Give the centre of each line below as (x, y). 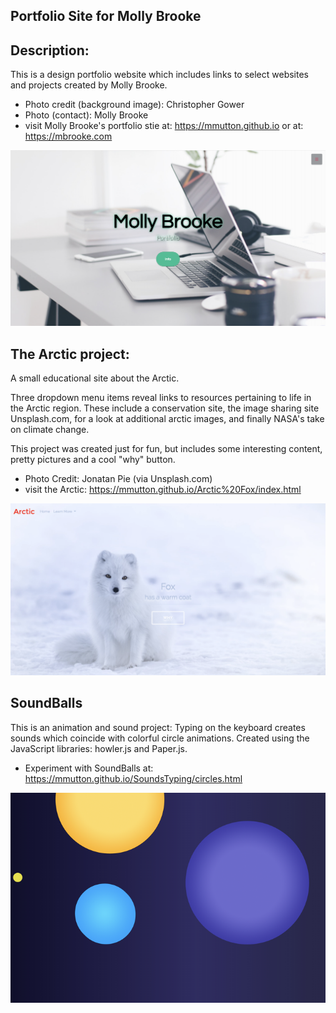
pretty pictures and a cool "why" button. (93, 460)
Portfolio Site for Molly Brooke (106, 16)
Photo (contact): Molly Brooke (86, 115)
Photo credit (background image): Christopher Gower (134, 105)
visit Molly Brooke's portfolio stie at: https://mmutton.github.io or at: (164, 126)
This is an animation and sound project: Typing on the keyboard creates (158, 727)
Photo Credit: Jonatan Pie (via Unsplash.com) (118, 479)
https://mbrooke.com (68, 136)
